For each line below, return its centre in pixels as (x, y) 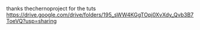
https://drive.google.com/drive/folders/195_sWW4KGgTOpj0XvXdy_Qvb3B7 (100, 15)
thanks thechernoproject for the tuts (51, 9)
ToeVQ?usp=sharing (32, 21)
